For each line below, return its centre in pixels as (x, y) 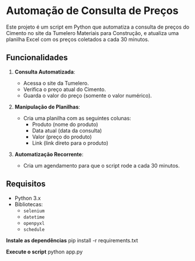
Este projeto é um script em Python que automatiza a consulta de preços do (98, 27)
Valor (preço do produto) (62, 137)
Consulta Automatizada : (45, 72)
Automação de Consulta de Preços (92, 11)
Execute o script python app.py (45, 252)
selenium (34, 211)
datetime (34, 217)
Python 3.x (28, 198)
